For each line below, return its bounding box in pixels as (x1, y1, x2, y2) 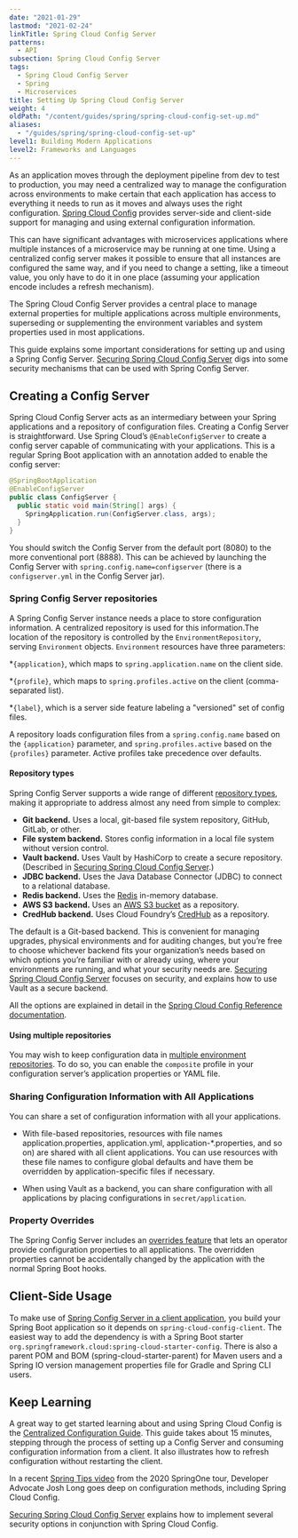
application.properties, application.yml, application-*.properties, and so (21, 1137, 283, 1148)
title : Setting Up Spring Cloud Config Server (9, 95, 184, 105)
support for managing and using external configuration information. (9, 217, 255, 227)
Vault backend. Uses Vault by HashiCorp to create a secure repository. (21, 852, 283, 863)
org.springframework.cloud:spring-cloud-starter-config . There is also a (9, 1341, 278, 1351)
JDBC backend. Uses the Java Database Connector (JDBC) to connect (21, 872, 283, 882)
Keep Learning (9, 1395, 92, 1410)
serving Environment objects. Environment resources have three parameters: (9, 641, 286, 651)
